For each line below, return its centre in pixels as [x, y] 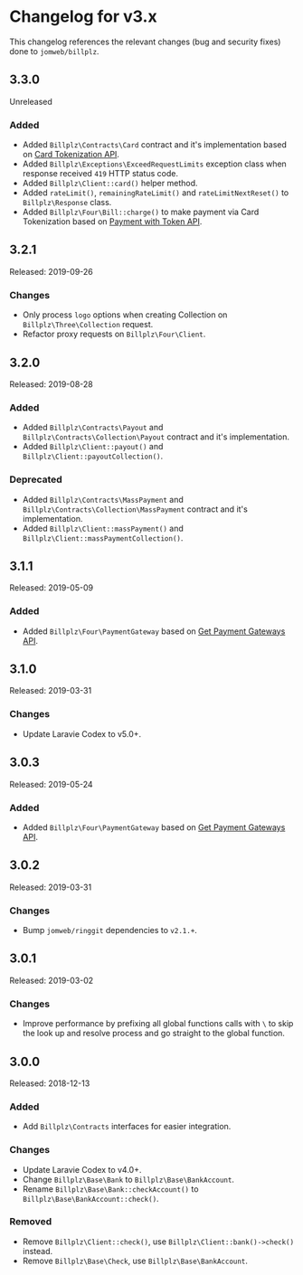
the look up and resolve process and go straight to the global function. [153, 1034]
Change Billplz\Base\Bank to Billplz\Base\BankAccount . [128, 1179]
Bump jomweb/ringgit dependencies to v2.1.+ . [109, 930]
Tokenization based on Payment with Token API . [112, 222]
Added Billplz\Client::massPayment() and [103, 528]
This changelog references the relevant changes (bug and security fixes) [145, 42]
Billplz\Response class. [67, 203]
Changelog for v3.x [83, 17]
